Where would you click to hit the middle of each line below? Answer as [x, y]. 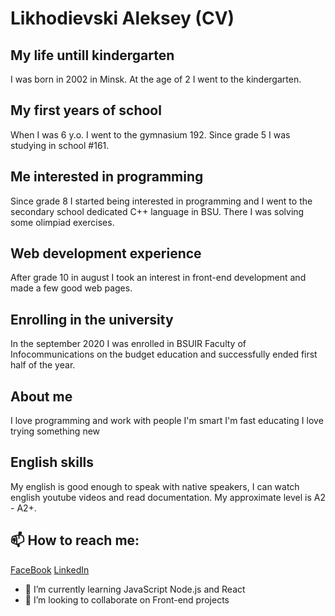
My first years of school [86, 110]
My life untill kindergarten [92, 55]
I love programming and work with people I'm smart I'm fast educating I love [167, 421]
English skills [52, 462]
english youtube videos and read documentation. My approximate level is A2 [168, 497]
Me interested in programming [107, 177]
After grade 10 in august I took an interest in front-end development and [158, 278]
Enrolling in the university [92, 319]
